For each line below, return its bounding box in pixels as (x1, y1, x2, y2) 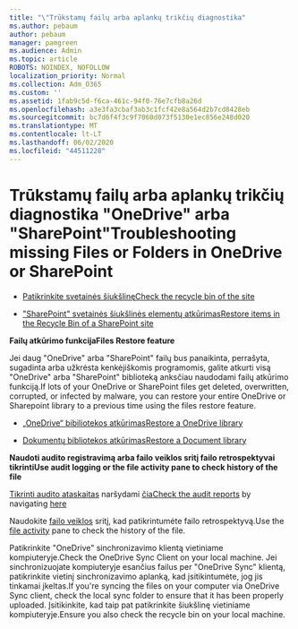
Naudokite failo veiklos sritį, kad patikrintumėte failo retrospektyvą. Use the (9, 515, 285, 526)
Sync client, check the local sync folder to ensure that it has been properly (9, 590, 285, 600)
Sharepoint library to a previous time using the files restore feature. (9, 400, 257, 410)
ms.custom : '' (9, 88, 63, 97)
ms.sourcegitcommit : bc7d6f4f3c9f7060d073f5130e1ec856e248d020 (9, 113, 251, 122)
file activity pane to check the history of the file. (9, 525, 186, 536)
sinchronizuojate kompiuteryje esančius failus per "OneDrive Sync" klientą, (9, 561, 286, 572)
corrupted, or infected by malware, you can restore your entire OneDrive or (9, 391, 286, 401)
